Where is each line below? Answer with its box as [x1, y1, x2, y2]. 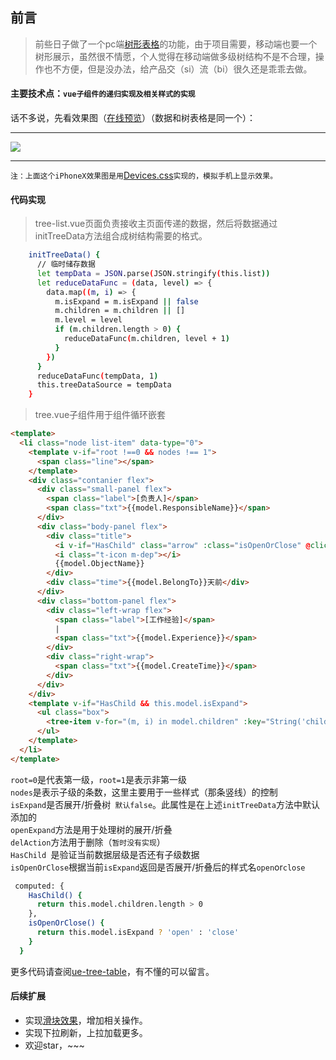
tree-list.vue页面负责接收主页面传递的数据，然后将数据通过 [34, 218, 278, 230]
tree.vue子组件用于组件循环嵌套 [34, 409, 167, 421]
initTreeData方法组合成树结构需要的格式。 [34, 230, 208, 242]
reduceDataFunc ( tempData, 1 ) [36, 371, 159, 381]
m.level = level [54, 315, 123, 325]
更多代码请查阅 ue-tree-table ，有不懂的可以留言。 [10, 965, 215, 977]
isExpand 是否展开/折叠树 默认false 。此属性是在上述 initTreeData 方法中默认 [10, 798, 320, 810]
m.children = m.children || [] [54, 306, 186, 316]
